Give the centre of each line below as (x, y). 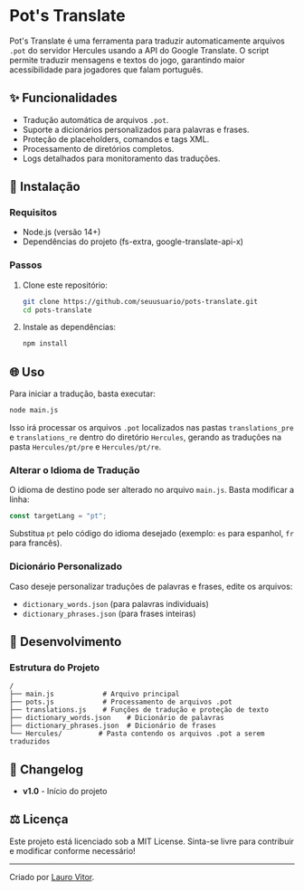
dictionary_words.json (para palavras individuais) (116, 603)
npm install (45, 344)
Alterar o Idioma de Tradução (75, 469)
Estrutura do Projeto (55, 668)
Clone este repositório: (65, 285)
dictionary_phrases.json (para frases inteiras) (109, 613)
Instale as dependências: (69, 327)
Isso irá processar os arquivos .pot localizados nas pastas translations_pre (152, 428)
